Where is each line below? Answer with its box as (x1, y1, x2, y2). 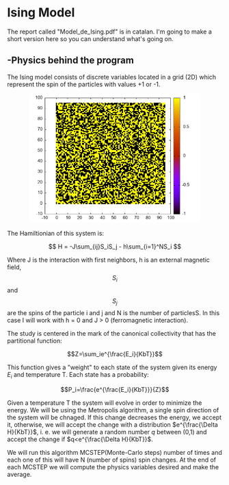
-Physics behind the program (7, 55, 135, 66)
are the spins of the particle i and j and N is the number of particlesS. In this (7, 309, 220, 317)
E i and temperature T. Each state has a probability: (7, 371, 149, 381)
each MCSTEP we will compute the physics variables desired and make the (7, 463, 219, 471)
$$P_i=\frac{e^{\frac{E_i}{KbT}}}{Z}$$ (60, 386, 170, 394)
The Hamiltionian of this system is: (7, 229, 105, 237)
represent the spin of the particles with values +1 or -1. (7, 80, 161, 88)
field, (7, 262, 22, 271)
